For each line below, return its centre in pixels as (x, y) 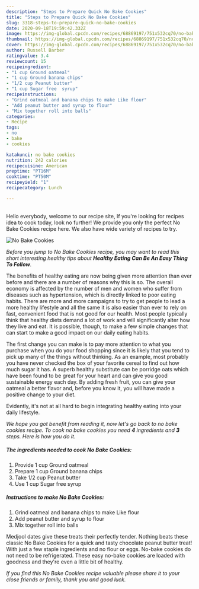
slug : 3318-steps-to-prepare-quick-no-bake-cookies (71, 23)
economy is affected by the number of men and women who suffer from (94, 288)
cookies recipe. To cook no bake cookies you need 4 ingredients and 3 (93, 430)
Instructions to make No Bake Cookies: (55, 497)
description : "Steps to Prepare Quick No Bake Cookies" (76, 12)
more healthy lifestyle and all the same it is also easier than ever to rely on (97, 307)
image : (14, 34)
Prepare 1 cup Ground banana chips (58, 471)
